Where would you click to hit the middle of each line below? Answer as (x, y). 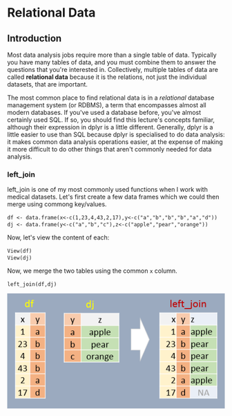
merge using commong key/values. (57, 204)
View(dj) (20, 258)
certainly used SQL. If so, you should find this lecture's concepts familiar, (111, 120)
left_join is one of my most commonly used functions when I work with (108, 190)
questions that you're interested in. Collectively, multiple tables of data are (113, 70)
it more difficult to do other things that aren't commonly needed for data (109, 149)
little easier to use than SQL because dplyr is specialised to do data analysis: (116, 134)
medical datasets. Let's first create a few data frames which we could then (113, 197)
